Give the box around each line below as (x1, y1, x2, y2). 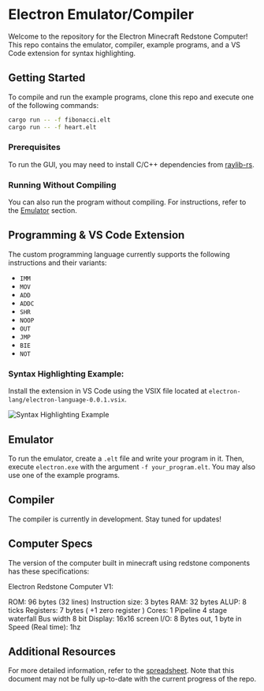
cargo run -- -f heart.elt (8, 123, 97, 131)
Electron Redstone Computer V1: (8, 581, 114, 591)
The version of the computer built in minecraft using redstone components (8, 558, 251, 567)
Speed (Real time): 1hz (8, 622, 81, 632)
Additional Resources (8, 645, 116, 659)
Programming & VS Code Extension (8, 229, 185, 242)
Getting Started (8, 71, 86, 84)
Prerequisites (8, 142, 61, 153)
